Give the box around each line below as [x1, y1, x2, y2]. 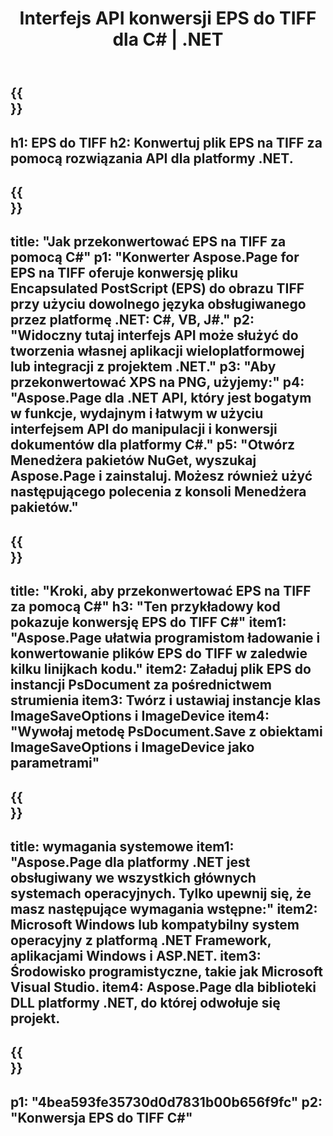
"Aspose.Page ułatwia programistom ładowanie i [10, 630, 321, 647]
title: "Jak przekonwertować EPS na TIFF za [10, 233, 287, 251]
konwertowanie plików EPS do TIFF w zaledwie [10, 645, 308, 662]
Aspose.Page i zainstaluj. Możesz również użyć [10, 468, 313, 485]
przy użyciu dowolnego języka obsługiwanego [10, 296, 307, 313]
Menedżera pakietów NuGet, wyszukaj [10, 452, 257, 469]
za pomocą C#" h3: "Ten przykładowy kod [10, 598, 281, 616]
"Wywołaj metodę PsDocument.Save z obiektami [10, 723, 323, 741]
